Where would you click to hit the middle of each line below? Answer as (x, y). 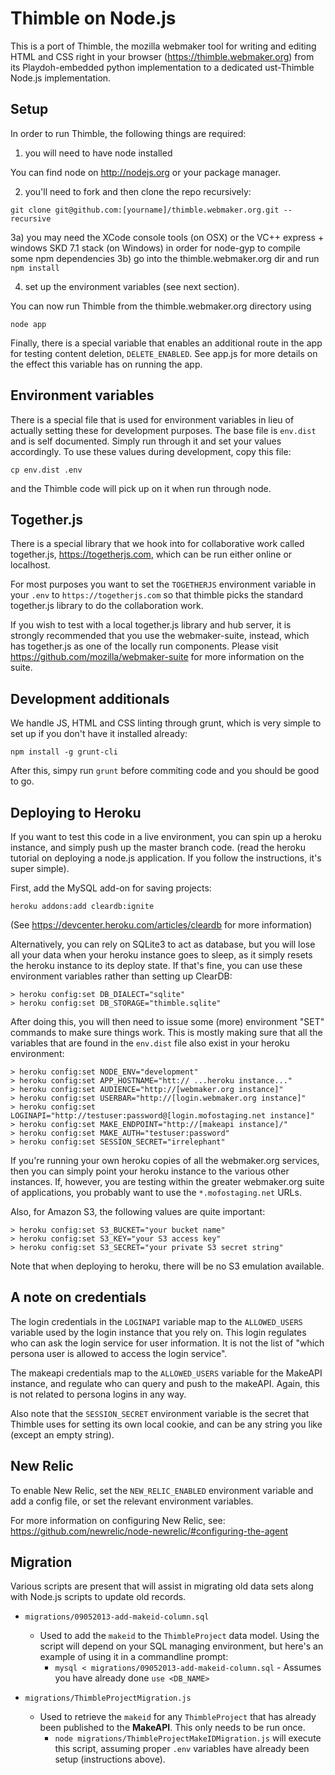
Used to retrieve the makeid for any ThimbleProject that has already (178, 1717)
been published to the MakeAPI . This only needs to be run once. (172, 1728)
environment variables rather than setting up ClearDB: (121, 976)
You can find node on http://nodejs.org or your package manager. (146, 172)
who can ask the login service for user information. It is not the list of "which (167, 1343)
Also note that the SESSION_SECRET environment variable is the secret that (160, 1413)
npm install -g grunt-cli (64, 752)
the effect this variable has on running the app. (106, 364)
